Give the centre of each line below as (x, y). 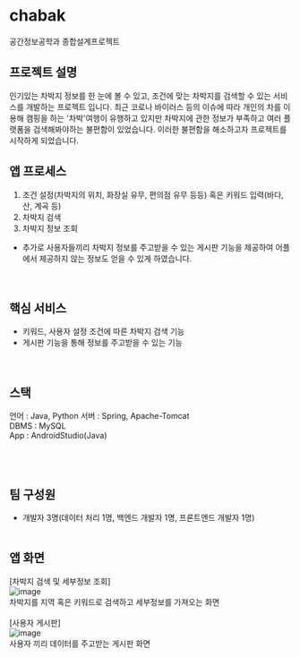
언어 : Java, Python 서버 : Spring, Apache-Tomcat (99, 416)
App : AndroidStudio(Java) (58, 436)
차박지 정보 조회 (50, 228)
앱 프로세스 (38, 171)
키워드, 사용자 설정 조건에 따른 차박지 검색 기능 (103, 331)
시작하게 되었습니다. (44, 141)
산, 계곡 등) (42, 206)
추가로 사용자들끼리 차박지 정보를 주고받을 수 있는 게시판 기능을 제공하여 (148, 247)
